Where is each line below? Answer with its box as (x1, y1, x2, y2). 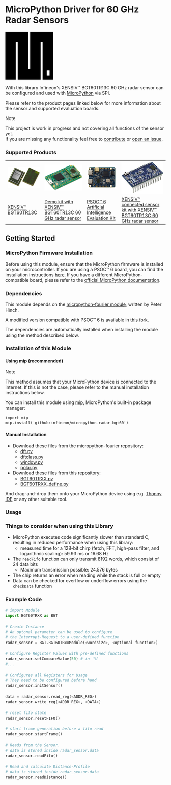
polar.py (20, 464, 38, 470)
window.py (20, 459, 43, 465)
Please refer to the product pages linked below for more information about (5, 100, 161, 106)
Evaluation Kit (87, 215, 116, 221)
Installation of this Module (5, 345, 71, 352)
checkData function (12, 583, 52, 589)
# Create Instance (5, 624, 44, 629)
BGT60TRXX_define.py (20, 481, 69, 487)
